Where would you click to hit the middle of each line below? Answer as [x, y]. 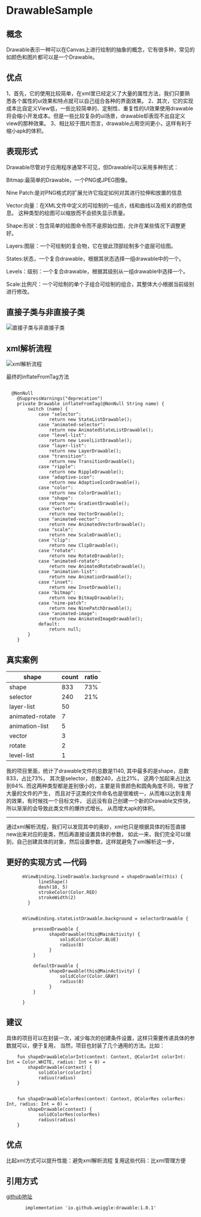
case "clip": [54, 540]
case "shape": [56, 498]
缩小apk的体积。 [27, 131]
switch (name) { [48, 409]
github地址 [19, 1197]
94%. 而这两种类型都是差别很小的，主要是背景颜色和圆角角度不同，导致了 [103, 786]
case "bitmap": [57, 593]
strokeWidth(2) [57, 897]
